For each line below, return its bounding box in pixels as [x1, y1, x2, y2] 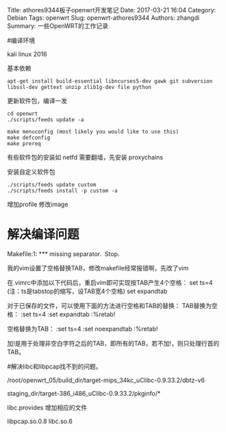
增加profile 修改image [7, 201, 68, 208]
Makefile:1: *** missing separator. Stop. [7, 249, 120, 258]
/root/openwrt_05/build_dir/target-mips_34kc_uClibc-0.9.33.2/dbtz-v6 [7, 376, 205, 384]
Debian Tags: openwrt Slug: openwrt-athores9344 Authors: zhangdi [7, 14, 200, 22]
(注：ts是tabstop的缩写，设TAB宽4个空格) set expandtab [7, 287, 168, 295]
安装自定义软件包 [7, 168, 55, 176]
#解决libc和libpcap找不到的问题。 [7, 362, 102, 370]
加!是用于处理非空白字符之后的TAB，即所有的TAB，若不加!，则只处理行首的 [7, 339, 220, 347]
